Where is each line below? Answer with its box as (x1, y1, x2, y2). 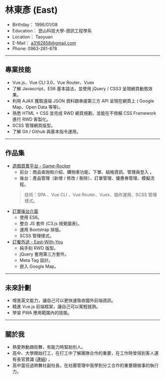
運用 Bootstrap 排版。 (19, 227, 64, 232)
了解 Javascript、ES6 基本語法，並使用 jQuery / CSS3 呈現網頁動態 (12, 85, 148, 91)
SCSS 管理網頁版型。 (12, 122, 55, 128)
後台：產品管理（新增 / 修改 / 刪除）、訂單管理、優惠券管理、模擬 (19, 175, 151, 181)
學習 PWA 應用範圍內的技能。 (12, 310, 72, 316)
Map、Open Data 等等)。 (12, 104, 63, 110)
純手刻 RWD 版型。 (19, 245, 58, 251)
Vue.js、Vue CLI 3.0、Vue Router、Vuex (12, 79, 95, 85)
